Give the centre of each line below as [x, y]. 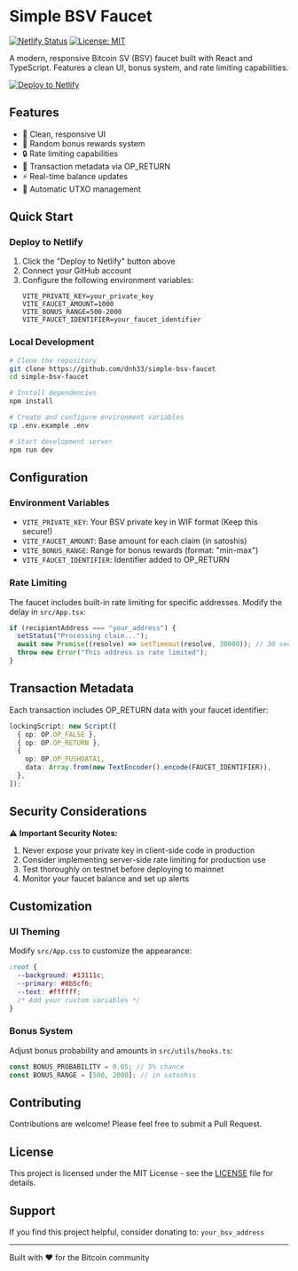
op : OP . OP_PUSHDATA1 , [65, 759]
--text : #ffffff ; [49, 991]
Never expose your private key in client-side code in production [138, 850]
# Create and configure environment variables [97, 418]
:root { [24, 967]
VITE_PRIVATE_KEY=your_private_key [88, 296]
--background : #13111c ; [61, 975]
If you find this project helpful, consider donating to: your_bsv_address [137, 1232]
